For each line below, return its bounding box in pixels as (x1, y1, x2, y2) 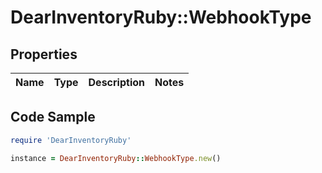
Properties (10, 46, 78, 63)
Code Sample (10, 109, 96, 126)
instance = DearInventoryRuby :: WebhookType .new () (10, 153, 222, 163)
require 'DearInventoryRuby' (10, 135, 132, 145)
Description (88, 76, 145, 89)
